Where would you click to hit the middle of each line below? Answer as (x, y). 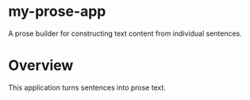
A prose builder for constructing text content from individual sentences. (125, 33)
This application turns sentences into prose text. (87, 87)
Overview (41, 65)
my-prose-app (57, 12)
